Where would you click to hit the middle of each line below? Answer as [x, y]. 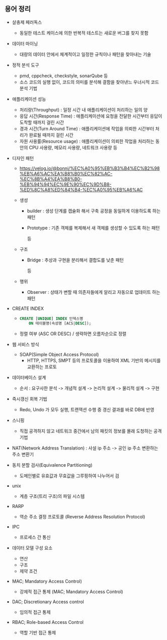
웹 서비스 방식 [25, 344]
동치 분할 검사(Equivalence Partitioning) [52, 465]
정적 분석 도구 [25, 65]
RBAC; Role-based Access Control [48, 622]
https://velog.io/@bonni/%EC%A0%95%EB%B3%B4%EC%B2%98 [90, 168]
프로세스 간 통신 [35, 537]
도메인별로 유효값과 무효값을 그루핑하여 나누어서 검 [69, 476]
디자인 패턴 [23, 158]
